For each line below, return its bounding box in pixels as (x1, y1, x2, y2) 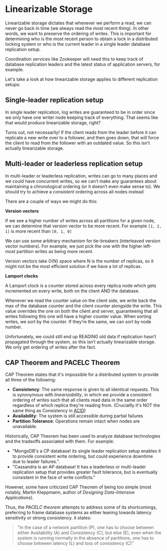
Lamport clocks (5, 273, 38, 279)
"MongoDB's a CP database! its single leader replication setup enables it (12, 448, 161, 454)
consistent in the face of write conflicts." (12, 474, 95, 480)
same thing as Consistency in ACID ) (12, 408, 86, 414)
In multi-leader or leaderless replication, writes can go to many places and (5, 173, 158, 179)
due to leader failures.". (12, 459, 60, 464)
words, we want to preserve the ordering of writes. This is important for (5, 30, 152, 36)
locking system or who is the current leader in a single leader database (5, 41, 151, 47)
